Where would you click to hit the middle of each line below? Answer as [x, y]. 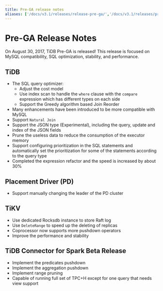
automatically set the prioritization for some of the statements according [84, 151]
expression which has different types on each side [70, 99]
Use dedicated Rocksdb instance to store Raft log [62, 220]
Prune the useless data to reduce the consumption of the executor [78, 135]
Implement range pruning [37, 273]
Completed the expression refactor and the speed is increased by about [84, 161]
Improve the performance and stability [50, 236]
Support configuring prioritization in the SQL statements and [72, 146]
